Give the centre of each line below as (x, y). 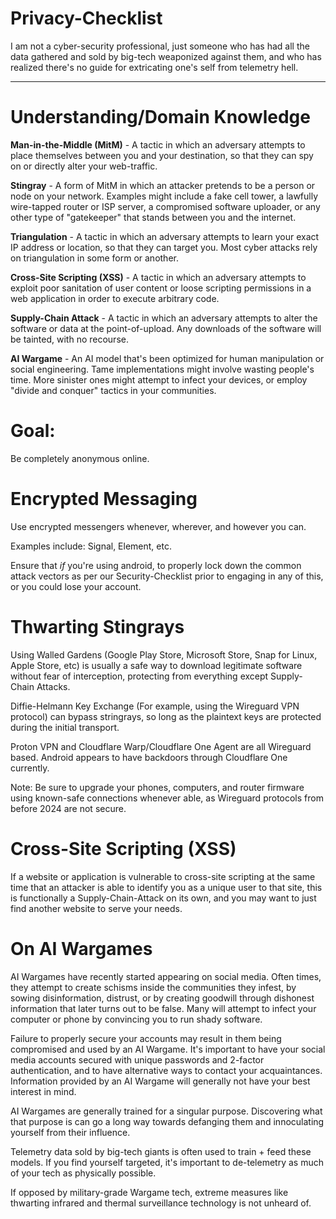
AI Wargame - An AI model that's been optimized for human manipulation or (167, 358)
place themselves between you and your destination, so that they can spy (162, 155)
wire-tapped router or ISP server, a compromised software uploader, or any (165, 206)
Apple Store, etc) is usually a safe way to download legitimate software (156, 665)
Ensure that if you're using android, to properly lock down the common (156, 565)
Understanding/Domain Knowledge (160, 117)
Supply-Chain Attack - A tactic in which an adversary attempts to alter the (164, 318)
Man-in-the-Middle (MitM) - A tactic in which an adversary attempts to (158, 144)
